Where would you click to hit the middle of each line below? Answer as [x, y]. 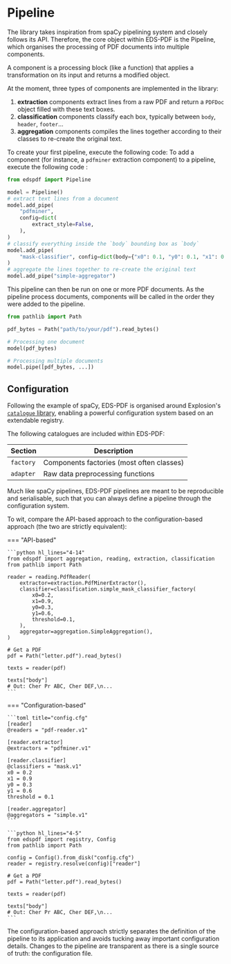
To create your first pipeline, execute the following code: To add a [101, 152]
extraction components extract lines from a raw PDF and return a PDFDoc [121, 101]
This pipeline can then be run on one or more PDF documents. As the [106, 289]
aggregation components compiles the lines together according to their [119, 131]
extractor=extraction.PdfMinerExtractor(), [83, 583]
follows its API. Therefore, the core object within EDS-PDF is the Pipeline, [111, 39]
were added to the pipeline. [46, 304]
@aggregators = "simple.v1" [48, 815]
